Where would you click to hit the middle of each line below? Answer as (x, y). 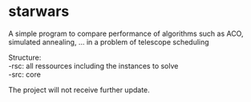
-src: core (25, 74)
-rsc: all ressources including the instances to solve (93, 65)
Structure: (25, 57)
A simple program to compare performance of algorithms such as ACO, (126, 33)
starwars (39, 12)
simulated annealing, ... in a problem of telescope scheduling (109, 41)
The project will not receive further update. (79, 89)
